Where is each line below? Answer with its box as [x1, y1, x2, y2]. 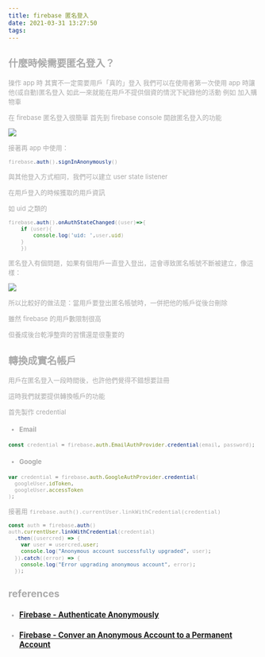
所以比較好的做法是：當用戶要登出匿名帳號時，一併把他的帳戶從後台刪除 [8, 299, 229, 307]
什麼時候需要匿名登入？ [8, 56, 115, 70]
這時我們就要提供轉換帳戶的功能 [8, 391, 106, 400]
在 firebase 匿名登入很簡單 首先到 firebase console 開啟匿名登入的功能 [8, 113, 222, 122]
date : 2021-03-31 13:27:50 [8, 19, 98, 27]
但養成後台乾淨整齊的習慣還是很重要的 [8, 330, 125, 339]
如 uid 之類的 [8, 203, 48, 213]
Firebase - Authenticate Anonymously [19, 609, 159, 620]
